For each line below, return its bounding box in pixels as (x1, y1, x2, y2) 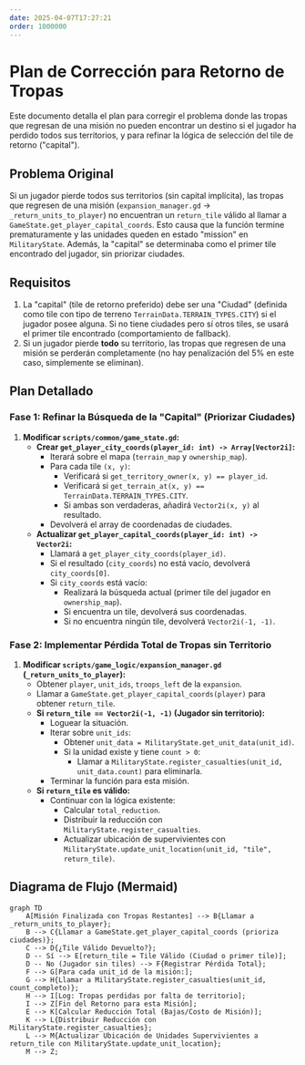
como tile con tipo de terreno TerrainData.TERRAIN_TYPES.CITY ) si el (22, 309, 277, 320)
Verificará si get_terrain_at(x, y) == (63, 480, 205, 491)
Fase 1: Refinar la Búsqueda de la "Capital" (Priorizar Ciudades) (9, 411, 296, 424)
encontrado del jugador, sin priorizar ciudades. (9, 248, 185, 260)
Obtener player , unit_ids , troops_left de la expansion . (36, 678, 243, 689)
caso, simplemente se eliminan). (22, 357, 144, 368)
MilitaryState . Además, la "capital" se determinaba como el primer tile (9, 239, 277, 250)
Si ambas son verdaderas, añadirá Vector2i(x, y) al (63, 499, 259, 511)
